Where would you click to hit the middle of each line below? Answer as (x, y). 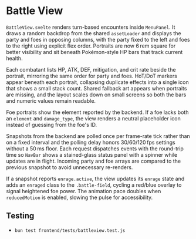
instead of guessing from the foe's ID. (52, 124)
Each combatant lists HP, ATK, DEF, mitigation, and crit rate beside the (91, 69)
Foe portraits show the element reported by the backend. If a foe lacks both (97, 112)
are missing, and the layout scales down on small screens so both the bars (96, 95)
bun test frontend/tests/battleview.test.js (70, 230)
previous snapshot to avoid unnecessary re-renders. (70, 167)
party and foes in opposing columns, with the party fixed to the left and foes (98, 39)
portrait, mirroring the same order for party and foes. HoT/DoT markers (92, 76)
